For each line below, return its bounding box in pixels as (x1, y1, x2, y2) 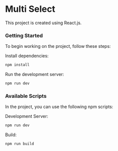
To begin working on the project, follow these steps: (5, 43, 111, 49)
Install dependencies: (5, 53, 49, 59)
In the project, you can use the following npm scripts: (5, 104, 114, 110)
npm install (5, 63, 30, 68)
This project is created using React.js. (5, 20, 82, 26)
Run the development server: (5, 72, 64, 77)
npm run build (5, 142, 35, 147)
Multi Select (5, 3, 55, 15)
